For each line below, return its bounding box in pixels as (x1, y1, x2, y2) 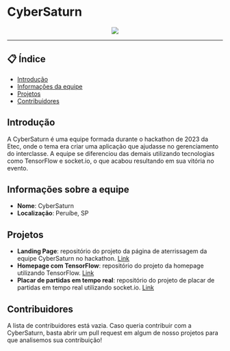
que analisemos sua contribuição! (7, 336, 103, 344)
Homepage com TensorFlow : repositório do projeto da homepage (16, 261, 204, 270)
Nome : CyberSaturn (16, 202, 74, 210)
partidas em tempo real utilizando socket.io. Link (16, 283, 154, 291)
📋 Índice (7, 53, 46, 65)
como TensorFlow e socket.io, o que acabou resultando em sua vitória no (7, 157, 214, 165)
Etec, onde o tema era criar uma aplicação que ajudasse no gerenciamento (7, 142, 219, 151)
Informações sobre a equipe (7, 183, 130, 195)
